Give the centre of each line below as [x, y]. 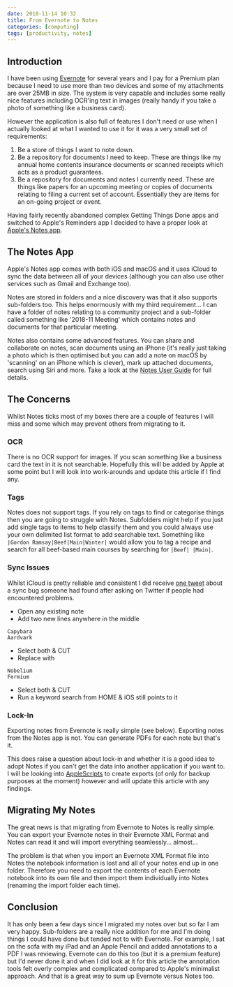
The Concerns [39, 400]
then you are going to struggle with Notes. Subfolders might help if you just [115, 520]
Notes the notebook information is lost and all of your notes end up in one [113, 863]
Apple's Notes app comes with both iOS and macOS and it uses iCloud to [112, 269]
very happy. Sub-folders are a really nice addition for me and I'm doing [109, 931]
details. [18, 377]
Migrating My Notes [51, 810]
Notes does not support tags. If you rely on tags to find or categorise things [116, 512]
